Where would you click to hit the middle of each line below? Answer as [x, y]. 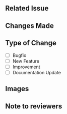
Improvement [26, 67]
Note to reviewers [34, 106]
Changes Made [29, 26]
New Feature [26, 61]
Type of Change [31, 43]
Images [17, 89]
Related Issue [27, 8]
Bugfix [19, 55]
